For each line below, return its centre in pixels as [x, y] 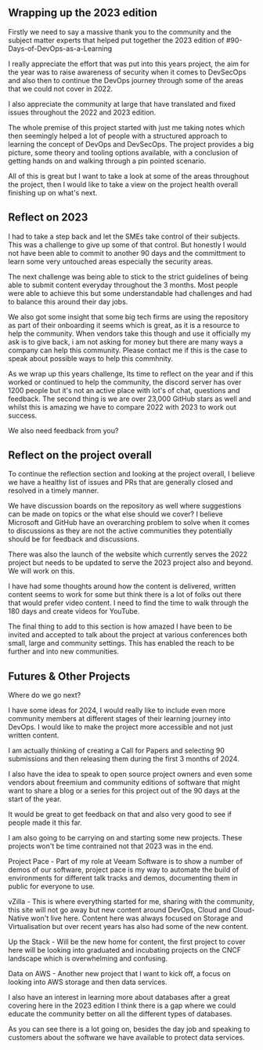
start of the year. [35, 799]
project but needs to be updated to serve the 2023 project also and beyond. [130, 563]
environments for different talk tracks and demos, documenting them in [123, 878]
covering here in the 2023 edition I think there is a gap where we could [122, 1006]
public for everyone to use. [52, 887]
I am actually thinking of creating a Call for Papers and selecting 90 [116, 751]
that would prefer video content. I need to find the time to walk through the [128, 603]
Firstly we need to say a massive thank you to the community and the [120, 31]
